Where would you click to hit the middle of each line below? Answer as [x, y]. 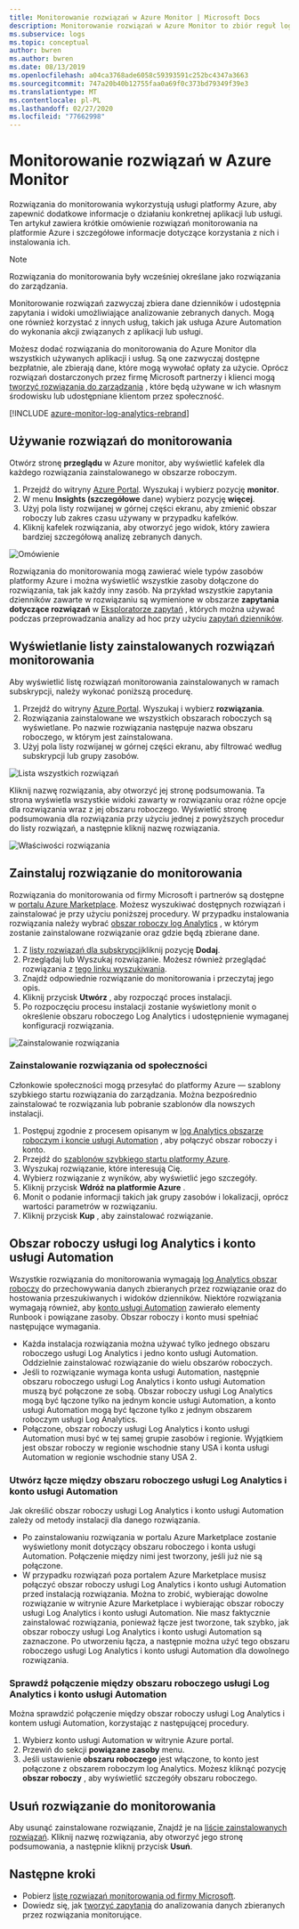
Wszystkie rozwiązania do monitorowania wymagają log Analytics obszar [143, 1279]
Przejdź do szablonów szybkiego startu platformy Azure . [126, 1158]
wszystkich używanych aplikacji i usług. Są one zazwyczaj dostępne [135, 359]
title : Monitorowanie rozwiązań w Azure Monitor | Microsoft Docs [135, 17]
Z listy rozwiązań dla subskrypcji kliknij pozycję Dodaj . [121, 949]
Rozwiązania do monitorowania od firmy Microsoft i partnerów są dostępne [147, 894]
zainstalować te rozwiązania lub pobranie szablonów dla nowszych [132, 1103]
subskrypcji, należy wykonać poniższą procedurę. [101, 691]
